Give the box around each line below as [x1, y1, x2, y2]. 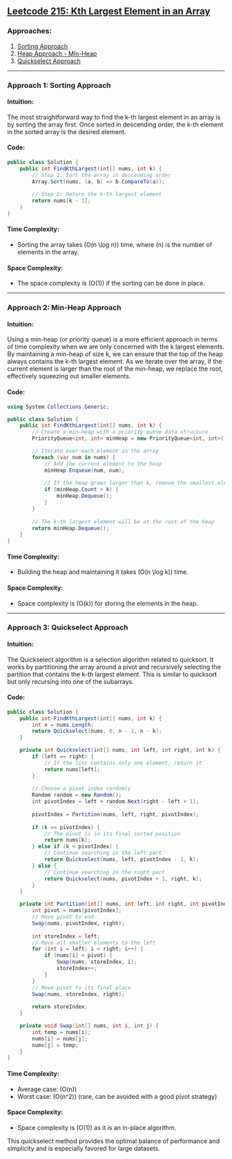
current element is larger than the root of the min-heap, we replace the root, [7, 364, 223, 373]
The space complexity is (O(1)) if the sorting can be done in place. [17, 279, 206, 288]
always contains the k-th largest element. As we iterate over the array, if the [7, 358, 222, 366]
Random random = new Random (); [32, 792, 122, 799]
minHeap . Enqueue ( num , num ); [43, 467, 126, 474]
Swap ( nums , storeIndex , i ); [56, 958, 137, 965]
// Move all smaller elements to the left [32, 939, 156, 946]
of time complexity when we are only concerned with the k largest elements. [7, 342, 225, 351]
